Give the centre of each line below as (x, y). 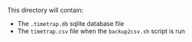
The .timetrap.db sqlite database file (71, 23)
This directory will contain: (45, 10)
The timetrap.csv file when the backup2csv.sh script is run (101, 31)
